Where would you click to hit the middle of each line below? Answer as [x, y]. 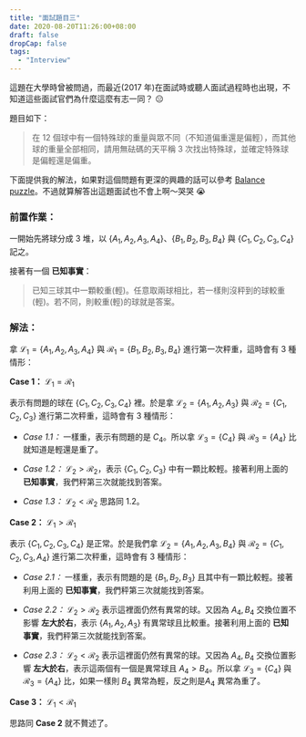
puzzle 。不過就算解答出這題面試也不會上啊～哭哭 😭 [108, 191]
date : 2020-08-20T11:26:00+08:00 [73, 26]
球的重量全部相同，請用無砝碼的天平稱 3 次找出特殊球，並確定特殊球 [160, 149]
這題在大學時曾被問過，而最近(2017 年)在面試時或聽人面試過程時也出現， [146, 87]
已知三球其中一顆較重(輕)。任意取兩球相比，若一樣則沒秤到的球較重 [158, 291]
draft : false [34, 35]
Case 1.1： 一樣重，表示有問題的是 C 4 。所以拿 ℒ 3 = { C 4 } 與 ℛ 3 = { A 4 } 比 [159, 437]
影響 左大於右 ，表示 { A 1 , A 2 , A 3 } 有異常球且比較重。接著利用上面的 [147, 623]
